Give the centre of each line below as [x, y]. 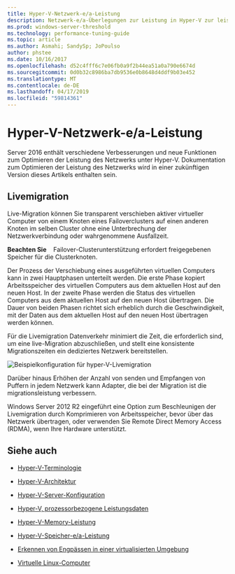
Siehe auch [32, 451]
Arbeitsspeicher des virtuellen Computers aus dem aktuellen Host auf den [114, 285]
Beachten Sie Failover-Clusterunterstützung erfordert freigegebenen [109, 249]
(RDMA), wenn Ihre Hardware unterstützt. [67, 428]
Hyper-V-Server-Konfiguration [61, 495]
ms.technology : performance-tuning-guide [69, 33]
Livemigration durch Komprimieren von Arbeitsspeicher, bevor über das [110, 414]
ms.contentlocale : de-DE [43, 85]
